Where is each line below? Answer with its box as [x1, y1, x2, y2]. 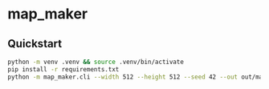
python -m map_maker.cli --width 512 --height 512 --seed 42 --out [7, 73, 238, 81]
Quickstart [7, 37, 63, 51]
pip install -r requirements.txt [7, 65, 120, 73]
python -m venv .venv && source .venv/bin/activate [7, 58, 184, 66]
